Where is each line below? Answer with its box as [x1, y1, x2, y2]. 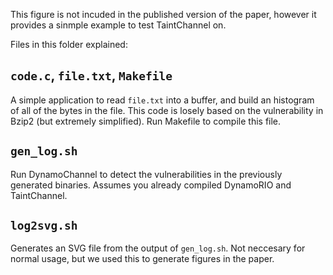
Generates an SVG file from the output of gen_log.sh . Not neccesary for [10, 242, 306, 254]
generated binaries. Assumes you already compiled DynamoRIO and [10, 179, 292, 191]
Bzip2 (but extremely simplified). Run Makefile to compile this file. [10, 115, 282, 127]
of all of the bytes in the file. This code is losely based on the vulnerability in [10, 104, 324, 116]
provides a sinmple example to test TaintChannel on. [10, 19, 227, 31]
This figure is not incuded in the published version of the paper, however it [10, 9, 317, 20]
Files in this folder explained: [10, 39, 128, 50]
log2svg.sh [10, 219, 78, 233]
